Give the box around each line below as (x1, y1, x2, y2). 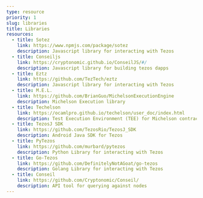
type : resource (6, 8, 45, 15)
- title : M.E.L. (11, 88, 53, 94)
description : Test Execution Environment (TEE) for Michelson (17, 115, 177, 121)
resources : (6, 31, 34, 37)
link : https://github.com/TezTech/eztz (17, 76, 118, 82)
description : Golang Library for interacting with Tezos (17, 166, 164, 172)
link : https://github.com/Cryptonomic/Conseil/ (17, 177, 139, 184)
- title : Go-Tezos (11, 155, 59, 161)
